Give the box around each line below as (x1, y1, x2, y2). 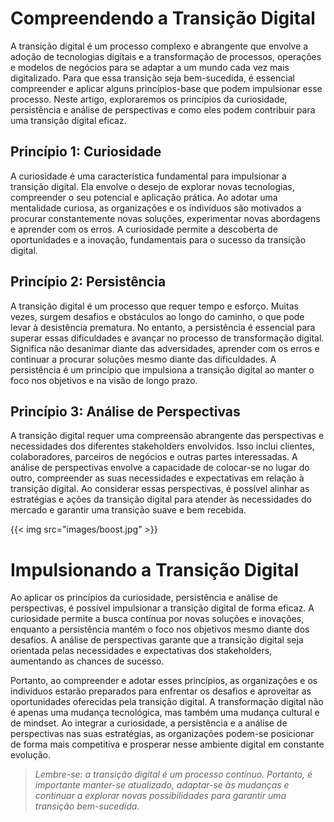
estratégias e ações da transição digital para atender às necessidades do (10, 493, 312, 506)
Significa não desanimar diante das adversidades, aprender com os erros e (10, 342, 320, 354)
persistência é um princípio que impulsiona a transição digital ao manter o (10, 363, 315, 376)
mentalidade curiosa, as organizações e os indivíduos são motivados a (10, 202, 302, 214)
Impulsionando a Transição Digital (10, 558, 300, 581)
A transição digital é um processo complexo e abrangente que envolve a (10, 40, 309, 52)
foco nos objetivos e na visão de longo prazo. (10, 374, 198, 386)
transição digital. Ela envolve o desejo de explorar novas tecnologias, (10, 180, 295, 192)
